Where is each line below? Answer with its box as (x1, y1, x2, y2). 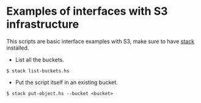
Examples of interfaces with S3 (6, 4, 168, 18)
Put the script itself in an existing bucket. (15, 78, 118, 86)
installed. (6, 44, 29, 51)
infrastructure (6, 17, 79, 31)
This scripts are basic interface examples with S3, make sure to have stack (6, 37, 194, 45)
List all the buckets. (15, 56, 64, 63)
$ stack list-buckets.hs (6, 67, 70, 74)
